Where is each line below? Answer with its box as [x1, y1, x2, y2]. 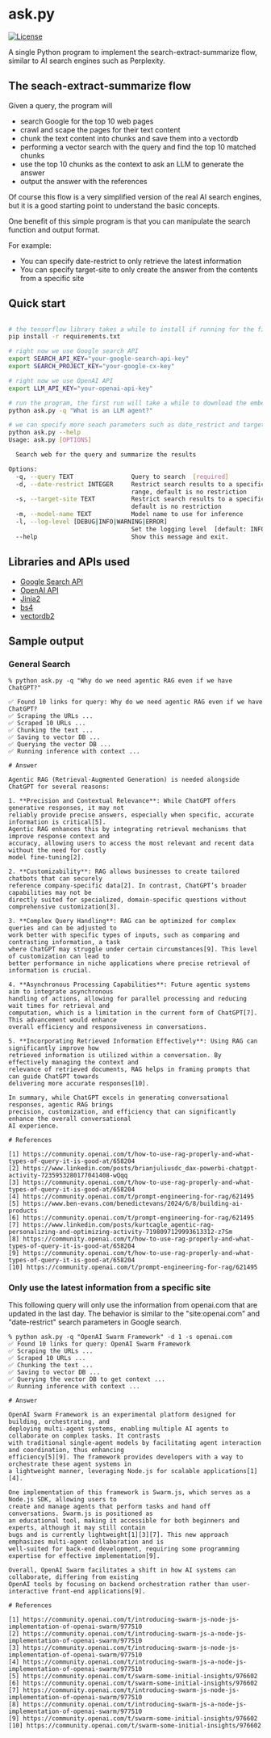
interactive [8, 1588, 48, 1596]
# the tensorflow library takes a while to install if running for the [8, 325, 254, 334]
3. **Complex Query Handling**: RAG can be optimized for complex [8, 917, 236, 926]
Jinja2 [19, 594, 41, 603]
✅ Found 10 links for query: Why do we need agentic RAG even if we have [8, 698, 264, 707]
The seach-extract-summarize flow [8, 79, 192, 93]
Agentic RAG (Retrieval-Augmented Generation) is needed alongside [8, 776, 240, 784]
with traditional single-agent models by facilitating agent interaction [8, 1439, 262, 1447]
